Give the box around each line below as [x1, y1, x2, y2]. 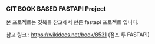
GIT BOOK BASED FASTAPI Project [6, 5, 106, 13]
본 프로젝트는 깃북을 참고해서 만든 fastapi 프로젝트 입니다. [6, 19, 139, 26]
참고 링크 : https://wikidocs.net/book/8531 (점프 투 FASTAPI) [6, 31, 150, 38]
